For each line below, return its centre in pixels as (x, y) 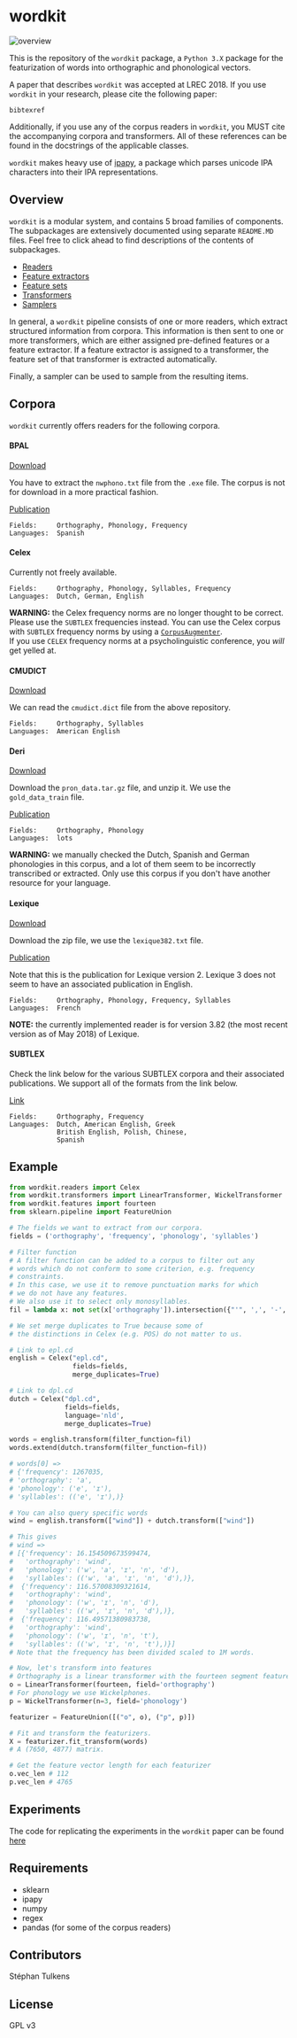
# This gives (33, 1537)
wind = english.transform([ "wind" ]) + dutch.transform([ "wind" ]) (132, 1521)
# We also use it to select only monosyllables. (100, 1302)
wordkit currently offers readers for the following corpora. (115, 425)
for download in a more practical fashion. (84, 492)
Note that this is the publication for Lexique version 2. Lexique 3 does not (142, 974)
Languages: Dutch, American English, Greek (92, 1124)
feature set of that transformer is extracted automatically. (113, 359)
